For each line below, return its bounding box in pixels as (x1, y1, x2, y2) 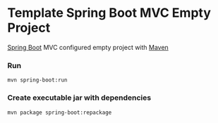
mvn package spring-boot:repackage (7, 109, 112, 116)
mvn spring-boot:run (7, 77, 68, 84)
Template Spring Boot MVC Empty (7, 5, 212, 21)
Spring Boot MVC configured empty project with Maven (7, 43, 169, 51)
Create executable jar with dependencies (7, 93, 152, 103)
